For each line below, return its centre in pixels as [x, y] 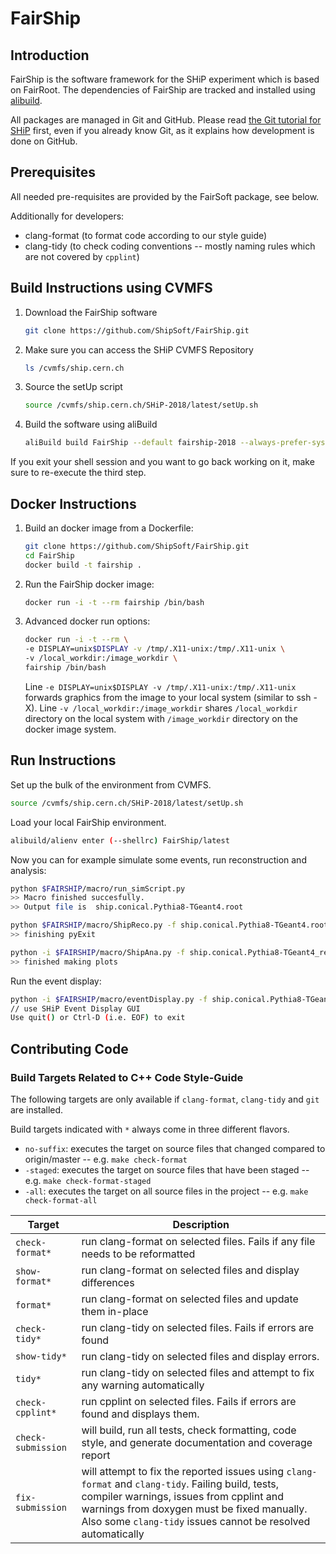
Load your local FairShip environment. [88, 822]
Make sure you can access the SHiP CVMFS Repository [139, 349]
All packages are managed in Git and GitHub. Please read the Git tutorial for [166, 120]
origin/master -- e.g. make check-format [106, 1159]
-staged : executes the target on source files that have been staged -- [167, 1169]
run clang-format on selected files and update [190, 1299]
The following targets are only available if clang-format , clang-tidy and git [165, 1099]
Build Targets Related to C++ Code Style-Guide [127, 1077]
